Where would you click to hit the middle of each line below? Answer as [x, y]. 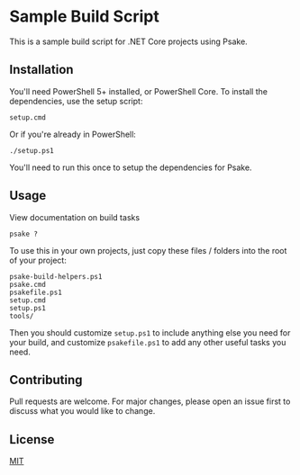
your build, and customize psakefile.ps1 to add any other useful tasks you [148, 342]
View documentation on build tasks [75, 217]
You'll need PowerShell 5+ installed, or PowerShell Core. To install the [139, 91]
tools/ [22, 316]
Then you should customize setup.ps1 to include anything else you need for [150, 332]
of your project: [38, 260]
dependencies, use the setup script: [76, 101]
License [32, 439]
